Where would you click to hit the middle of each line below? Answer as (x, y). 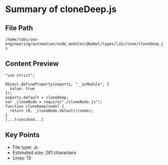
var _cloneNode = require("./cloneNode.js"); (54, 102)
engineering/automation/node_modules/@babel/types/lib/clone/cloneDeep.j (85, 44)
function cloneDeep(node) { (35, 106)
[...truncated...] (24, 120)
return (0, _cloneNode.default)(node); (52, 111)
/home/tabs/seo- (22, 39)
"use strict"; (20, 75)
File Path (19, 28)
